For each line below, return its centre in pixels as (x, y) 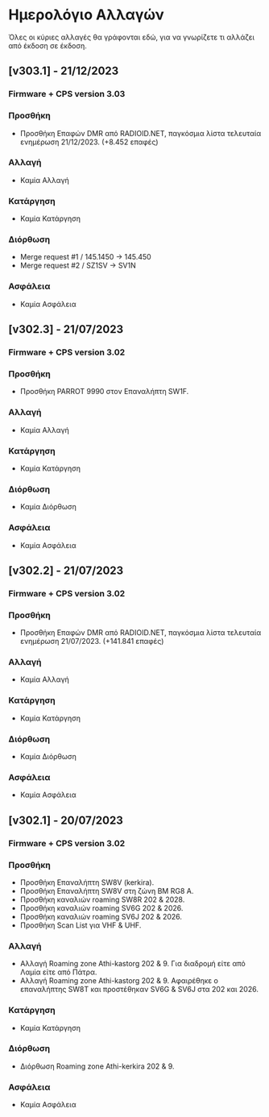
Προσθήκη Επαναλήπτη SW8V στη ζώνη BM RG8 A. (107, 891)
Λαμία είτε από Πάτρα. (58, 972)
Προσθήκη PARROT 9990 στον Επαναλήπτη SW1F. (104, 392)
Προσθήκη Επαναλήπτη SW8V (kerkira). (87, 882)
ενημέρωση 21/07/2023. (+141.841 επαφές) (92, 642)
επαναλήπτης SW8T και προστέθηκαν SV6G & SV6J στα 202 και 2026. (139, 990)
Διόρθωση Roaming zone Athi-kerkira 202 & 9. (97, 1066)
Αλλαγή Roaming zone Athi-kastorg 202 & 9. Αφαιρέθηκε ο (119, 981)
